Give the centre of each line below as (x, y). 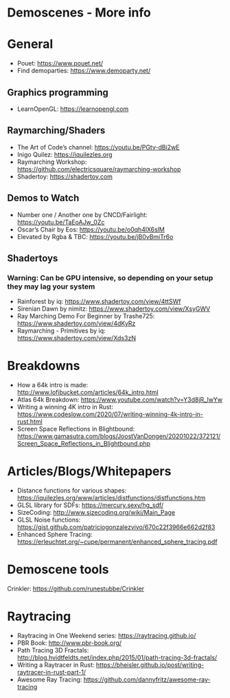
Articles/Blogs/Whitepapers (89, 472)
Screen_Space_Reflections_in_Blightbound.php (84, 444)
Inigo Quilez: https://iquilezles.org (65, 154)
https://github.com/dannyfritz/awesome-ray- (147, 679)
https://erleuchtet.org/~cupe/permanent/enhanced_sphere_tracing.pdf (117, 542)
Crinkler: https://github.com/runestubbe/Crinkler (76, 589)
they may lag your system (51, 286)
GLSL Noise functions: (49, 520)
